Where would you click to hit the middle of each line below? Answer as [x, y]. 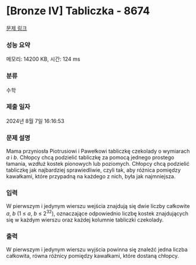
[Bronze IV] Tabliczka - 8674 [78, 11]
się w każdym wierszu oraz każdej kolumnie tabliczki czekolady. [85, 220]
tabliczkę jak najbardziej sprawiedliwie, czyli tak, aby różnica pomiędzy [94, 170]
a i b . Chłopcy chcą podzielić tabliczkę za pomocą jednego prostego [90, 157]
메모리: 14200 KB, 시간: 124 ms [43, 59]
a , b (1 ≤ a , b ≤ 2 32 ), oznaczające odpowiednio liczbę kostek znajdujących [97, 213]
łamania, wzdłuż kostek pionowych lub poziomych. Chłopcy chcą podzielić [98, 164]
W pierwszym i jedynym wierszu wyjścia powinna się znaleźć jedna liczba [97, 250]
